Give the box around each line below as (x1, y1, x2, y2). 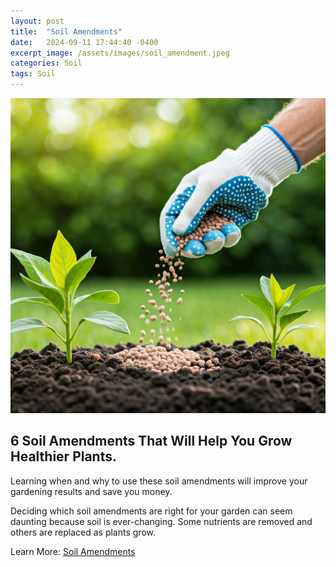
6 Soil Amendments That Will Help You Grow (10, 433, 293, 450)
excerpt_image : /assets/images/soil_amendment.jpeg (10, 48, 230, 58)
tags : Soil (10, 69, 56, 79)
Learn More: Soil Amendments (10, 545, 136, 557)
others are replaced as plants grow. (10, 526, 156, 538)
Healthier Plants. (10, 448, 118, 465)
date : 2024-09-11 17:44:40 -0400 (10, 37, 159, 47)
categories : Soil (10, 58, 83, 69)
